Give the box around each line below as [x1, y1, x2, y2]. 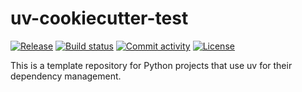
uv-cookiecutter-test [10, 7, 189, 30]
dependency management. [10, 70, 122, 82]
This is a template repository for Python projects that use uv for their [10, 59, 293, 71]
